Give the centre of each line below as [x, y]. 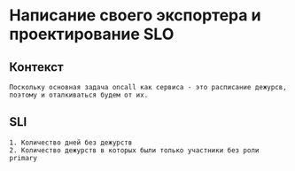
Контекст [36, 67]
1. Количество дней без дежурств [71, 143]
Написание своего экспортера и [135, 16]
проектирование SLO [92, 34]
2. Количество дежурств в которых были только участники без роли [134, 150]
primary [23, 158]
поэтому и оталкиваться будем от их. [79, 95]
